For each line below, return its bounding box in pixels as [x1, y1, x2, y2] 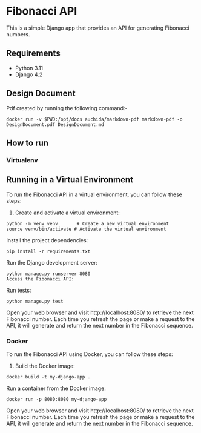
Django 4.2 [15, 71, 43, 78]
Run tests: [6, 286, 31, 294]
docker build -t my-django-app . [6, 374, 91, 380]
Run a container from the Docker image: [6, 385, 106, 392]
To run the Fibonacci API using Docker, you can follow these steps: [6, 350, 174, 358]
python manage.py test [6, 298, 64, 304]
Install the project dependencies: [6, 236, 88, 243]
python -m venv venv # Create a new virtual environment [6, 220, 170, 226]
